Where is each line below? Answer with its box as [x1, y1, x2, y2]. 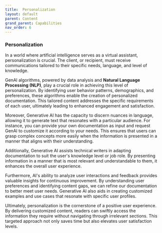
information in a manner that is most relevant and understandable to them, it [5, 158, 157, 164]
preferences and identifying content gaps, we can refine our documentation [5, 183, 157, 189]
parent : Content [5, 16, 38, 21]
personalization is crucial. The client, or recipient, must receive [5, 57, 131, 63]
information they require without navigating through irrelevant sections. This [5, 213, 158, 219]
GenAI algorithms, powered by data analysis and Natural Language [5, 77, 140, 83]
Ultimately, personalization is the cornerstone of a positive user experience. [5, 203, 157, 209]
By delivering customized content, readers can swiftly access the [5, 208, 136, 214]
